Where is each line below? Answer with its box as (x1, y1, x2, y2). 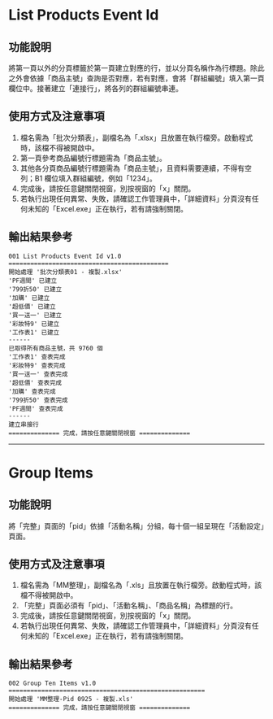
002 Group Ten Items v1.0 (8, 679, 96, 688)
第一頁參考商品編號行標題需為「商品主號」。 (19, 153, 167, 163)
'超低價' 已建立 (8, 303, 56, 311)
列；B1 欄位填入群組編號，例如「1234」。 (19, 173, 157, 183)
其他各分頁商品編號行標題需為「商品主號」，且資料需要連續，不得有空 (19, 163, 252, 172)
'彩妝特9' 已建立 (8, 320, 59, 328)
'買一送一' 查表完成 (8, 370, 68, 378)
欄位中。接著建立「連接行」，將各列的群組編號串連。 (8, 84, 183, 93)
